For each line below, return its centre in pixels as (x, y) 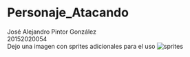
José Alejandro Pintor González (52, 32)
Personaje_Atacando (68, 13)
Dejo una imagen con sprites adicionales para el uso (81, 46)
